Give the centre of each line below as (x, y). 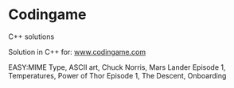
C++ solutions (31, 36)
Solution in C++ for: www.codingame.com (77, 52)
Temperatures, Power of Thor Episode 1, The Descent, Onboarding (117, 75)
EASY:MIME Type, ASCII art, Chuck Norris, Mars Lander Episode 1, (117, 67)
